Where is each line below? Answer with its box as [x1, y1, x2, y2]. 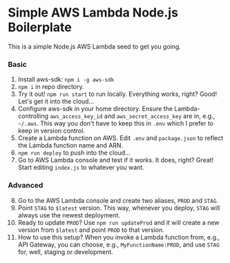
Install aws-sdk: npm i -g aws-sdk [17, 75, 115, 84]
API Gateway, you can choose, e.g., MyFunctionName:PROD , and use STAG [17, 240, 220, 249]
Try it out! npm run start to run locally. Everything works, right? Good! [17, 90, 217, 98]
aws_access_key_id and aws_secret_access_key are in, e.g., [50, 112, 215, 120]
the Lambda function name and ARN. [17, 142, 124, 150]
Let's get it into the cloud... [17, 97, 95, 106]
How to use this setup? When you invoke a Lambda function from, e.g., [17, 233, 220, 241]
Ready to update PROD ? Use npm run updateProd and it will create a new [17, 218, 220, 226]
